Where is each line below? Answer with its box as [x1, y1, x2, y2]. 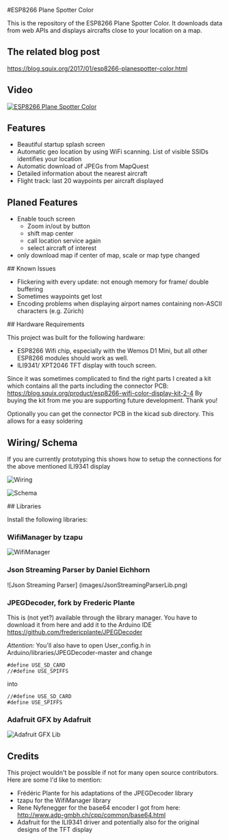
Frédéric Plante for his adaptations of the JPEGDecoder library [16, 789, 193, 798]
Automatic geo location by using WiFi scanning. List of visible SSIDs [16, 147, 208, 156]
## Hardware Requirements [7, 320, 85, 328]
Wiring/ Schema [7, 436, 78, 448]
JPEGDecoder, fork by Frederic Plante [7, 597, 135, 607]
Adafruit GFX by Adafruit [7, 715, 92, 724]
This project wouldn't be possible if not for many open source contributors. [7, 769, 219, 777]
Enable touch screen [16, 215, 75, 223]
